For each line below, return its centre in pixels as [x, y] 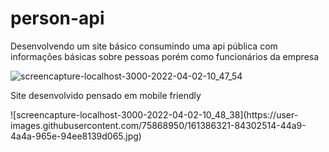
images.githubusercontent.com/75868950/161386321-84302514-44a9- [158, 125]
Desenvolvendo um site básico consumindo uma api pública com [144, 46]
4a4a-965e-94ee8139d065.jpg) [76, 136]
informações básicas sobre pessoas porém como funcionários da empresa [165, 56]
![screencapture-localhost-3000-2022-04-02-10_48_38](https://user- [154, 114]
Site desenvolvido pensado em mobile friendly [106, 95]
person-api [57, 18]
